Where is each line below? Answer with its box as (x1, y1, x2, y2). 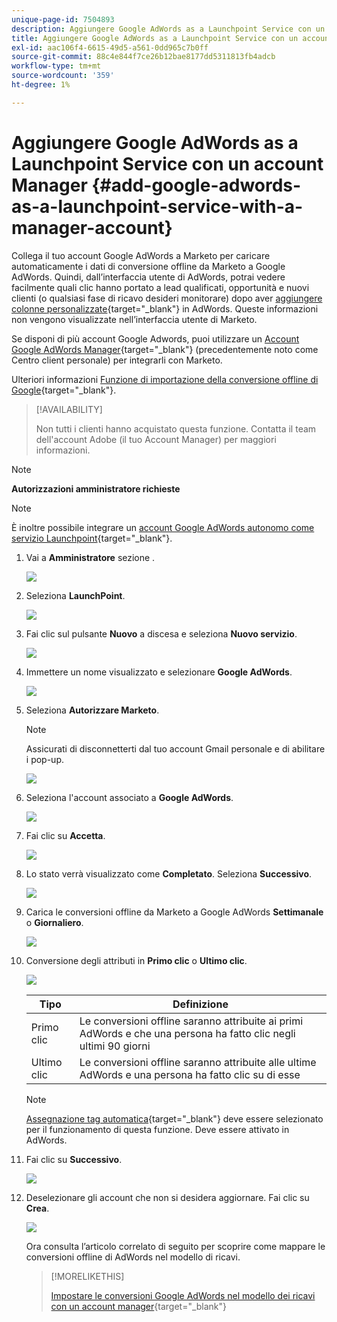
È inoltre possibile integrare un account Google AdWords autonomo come (11, 521, 315, 533)
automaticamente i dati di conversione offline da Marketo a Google (11, 260, 286, 272)
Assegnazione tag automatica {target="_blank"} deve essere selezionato (25, 1112, 324, 1125)
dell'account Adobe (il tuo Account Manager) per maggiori (35, 433, 277, 445)
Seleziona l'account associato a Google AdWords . (25, 791, 234, 803)
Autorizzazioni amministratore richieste (11, 482, 181, 495)
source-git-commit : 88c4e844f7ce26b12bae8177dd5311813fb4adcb (11, 52, 276, 62)
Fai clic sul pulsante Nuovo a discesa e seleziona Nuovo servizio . (25, 627, 298, 640)
